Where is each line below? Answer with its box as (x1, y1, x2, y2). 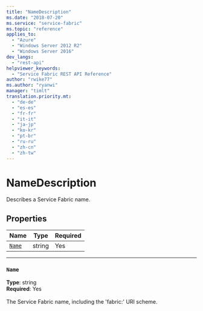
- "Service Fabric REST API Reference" (11, 71, 112, 77)
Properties (6, 213, 47, 224)
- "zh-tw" (11, 150, 36, 156)
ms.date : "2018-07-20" (6, 15, 63, 21)
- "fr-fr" (11, 110, 36, 116)
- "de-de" (11, 99, 36, 105)
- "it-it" (11, 116, 36, 122)
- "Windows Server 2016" (11, 48, 74, 55)
